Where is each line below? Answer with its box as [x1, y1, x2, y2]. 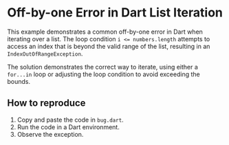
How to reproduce [7, 98, 86, 109]
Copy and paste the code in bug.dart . [17, 115, 124, 124]
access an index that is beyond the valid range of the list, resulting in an [7, 42, 210, 50]
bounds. [7, 77, 31, 85]
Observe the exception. [17, 130, 84, 138]
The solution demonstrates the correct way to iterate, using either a [7, 63, 198, 71]
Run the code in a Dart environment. [17, 122, 120, 131]
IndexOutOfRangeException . [7, 49, 83, 58]
